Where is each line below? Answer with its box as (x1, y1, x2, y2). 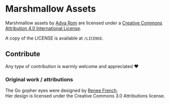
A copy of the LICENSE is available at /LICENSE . (5, 35, 104, 41)
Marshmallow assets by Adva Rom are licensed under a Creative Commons (5, 20, 162, 26)
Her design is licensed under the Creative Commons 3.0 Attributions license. (5, 93, 165, 99)
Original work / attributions (5, 76, 74, 83)
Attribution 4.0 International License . (5, 25, 82, 31)
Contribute (5, 50, 41, 58)
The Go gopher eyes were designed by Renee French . (5, 87, 118, 94)
